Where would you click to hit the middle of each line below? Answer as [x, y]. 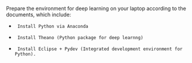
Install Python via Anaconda [53, 26]
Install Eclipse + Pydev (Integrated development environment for [100, 49]
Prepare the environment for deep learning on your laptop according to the [96, 8]
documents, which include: [39, 15]
